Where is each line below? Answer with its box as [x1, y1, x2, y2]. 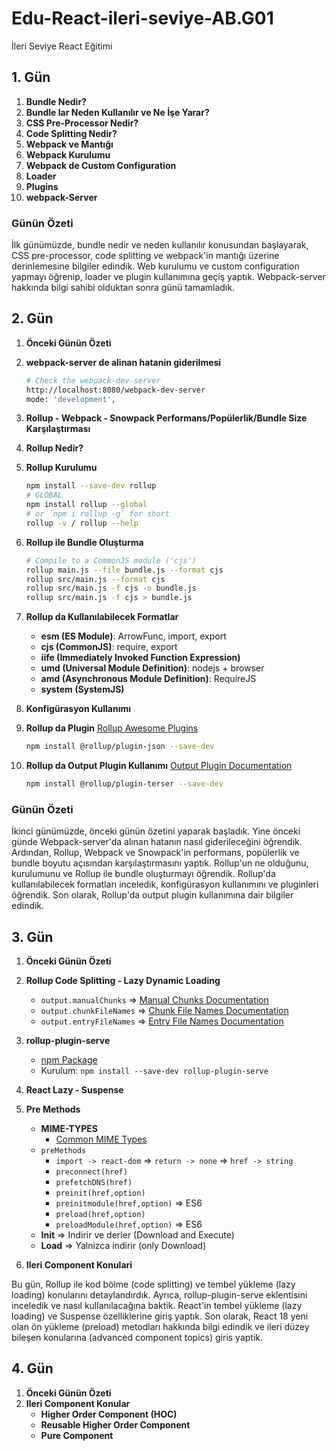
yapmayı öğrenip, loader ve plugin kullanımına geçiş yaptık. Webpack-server [11, 271, 326, 283]
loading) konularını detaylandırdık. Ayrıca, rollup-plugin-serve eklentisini [11, 1289, 308, 1301]
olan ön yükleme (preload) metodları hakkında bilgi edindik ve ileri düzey [11, 1321, 310, 1333]
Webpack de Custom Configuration [25, 159, 177, 171]
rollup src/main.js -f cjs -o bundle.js [25, 583, 197, 594]
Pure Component [40, 1429, 114, 1441]
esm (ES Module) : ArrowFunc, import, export [40, 630, 227, 642]
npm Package [40, 1054, 98, 1066]
